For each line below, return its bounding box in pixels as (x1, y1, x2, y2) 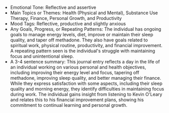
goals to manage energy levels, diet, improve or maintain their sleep (10, 32, 154, 37)
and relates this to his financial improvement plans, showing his (10, 97, 144, 103)
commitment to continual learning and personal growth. (10, 102, 128, 108)
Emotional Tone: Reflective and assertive (10, 5, 96, 10)
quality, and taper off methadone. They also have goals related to (10, 37, 148, 43)
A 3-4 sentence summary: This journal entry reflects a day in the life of (10, 59, 160, 64)
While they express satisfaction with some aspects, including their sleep (10, 80, 163, 86)
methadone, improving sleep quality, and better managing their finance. (10, 75, 161, 81)
